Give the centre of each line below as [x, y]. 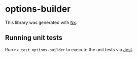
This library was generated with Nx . [41, 22]
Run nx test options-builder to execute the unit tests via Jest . [69, 49]
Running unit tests [34, 38]
